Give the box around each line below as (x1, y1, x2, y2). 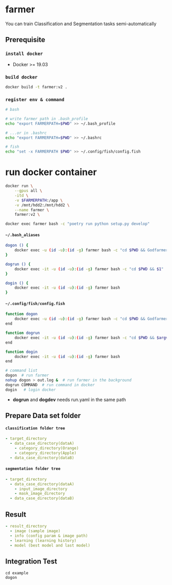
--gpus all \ (14, 188, 42, 194)
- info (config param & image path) (10, 533, 88, 538)
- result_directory (5, 524, 47, 529)
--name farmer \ (14, 207, 50, 213)
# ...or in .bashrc (5, 130, 47, 136)
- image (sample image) (10, 528, 60, 534)
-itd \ (14, 193, 29, 198)
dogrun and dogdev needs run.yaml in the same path (12, 397, 126, 403)
